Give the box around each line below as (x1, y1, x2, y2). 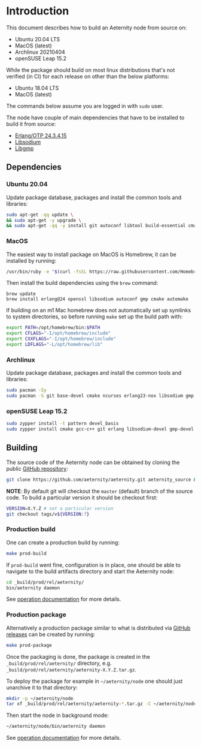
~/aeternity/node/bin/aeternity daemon (6, 724, 106, 730)
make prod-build (6, 550, 47, 556)
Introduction (6, 4, 69, 18)
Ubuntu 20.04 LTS (14, 35, 60, 43)
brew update (6, 291, 36, 297)
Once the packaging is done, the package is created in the (6, 653, 151, 660)
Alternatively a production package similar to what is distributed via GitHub (6, 624, 191, 631)
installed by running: (6, 257, 57, 264)
